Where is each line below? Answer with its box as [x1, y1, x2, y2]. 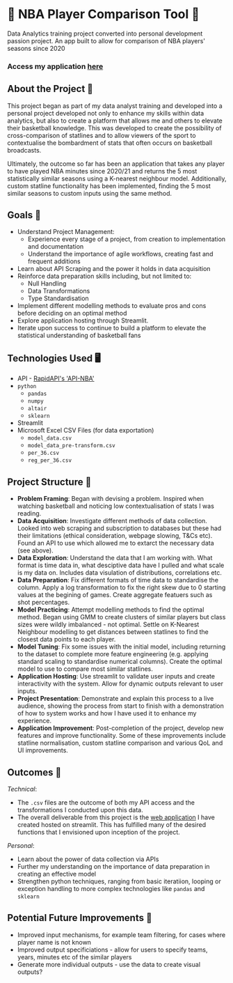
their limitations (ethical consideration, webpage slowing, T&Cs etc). [17, 532, 213, 540]
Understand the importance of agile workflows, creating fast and [27, 250, 214, 258]
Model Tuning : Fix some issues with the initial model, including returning [17, 642, 226, 651]
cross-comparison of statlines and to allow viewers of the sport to [7, 131, 196, 139]
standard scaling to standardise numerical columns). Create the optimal [17, 658, 223, 666]
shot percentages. [17, 598, 70, 607]
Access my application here [7, 61, 104, 71]
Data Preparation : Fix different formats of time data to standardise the [17, 576, 219, 585]
